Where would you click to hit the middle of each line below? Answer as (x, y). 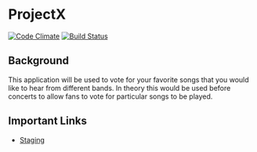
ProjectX (37, 14)
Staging (32, 139)
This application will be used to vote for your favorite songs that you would (128, 79)
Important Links (48, 121)
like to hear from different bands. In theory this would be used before (119, 88)
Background (38, 61)
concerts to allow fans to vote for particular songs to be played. (110, 96)
